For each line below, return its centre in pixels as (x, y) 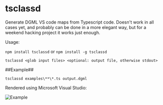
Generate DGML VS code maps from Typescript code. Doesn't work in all (80, 22)
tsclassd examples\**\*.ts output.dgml (46, 79)
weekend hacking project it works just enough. (53, 32)
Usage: (12, 42)
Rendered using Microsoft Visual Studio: (46, 88)
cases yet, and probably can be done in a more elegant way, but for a (76, 27)
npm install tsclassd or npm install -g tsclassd (56, 52)
